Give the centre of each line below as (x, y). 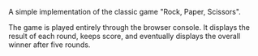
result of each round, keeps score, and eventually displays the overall (125, 36)
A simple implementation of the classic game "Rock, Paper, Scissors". (125, 12)
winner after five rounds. (49, 45)
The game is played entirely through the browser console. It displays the (129, 27)
